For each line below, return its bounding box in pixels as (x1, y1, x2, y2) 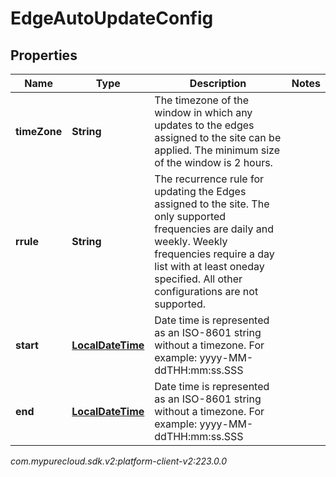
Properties (10, 47, 78, 64)
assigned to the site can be (154, 131, 282, 144)
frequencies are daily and (154, 222, 274, 236)
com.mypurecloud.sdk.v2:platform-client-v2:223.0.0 (10, 455, 228, 467)
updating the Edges (154, 185, 247, 198)
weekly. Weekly (154, 235, 228, 248)
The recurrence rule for (154, 172, 265, 186)
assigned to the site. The (154, 197, 270, 211)
